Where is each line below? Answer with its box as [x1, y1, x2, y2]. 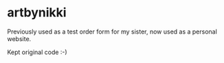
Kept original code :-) [7, 48, 67, 56]
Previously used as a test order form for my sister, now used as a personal [7, 27, 218, 36]
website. [7, 34, 32, 42]
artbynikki [7, 5, 67, 21]
